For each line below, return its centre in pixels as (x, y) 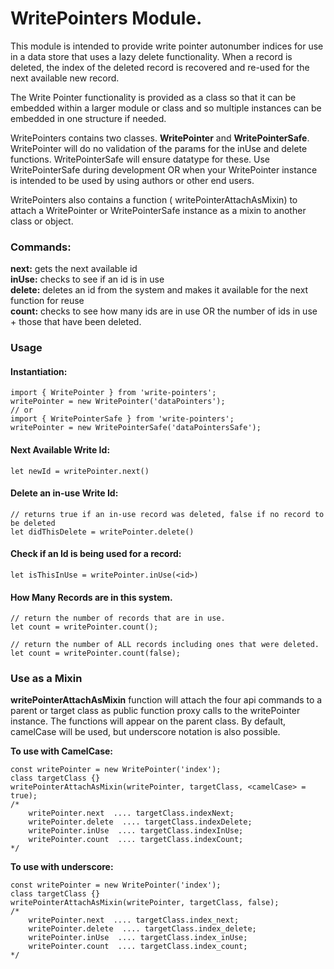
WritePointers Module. (106, 18)
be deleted (33, 523)
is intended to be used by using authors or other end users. (132, 180)
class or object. (42, 221)
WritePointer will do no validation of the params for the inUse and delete (159, 148)
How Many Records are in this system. (91, 597)
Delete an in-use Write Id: (64, 493)
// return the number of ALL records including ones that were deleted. (165, 645)
